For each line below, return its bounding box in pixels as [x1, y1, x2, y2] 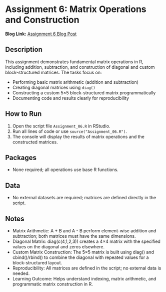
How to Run [5, 109, 42, 118]
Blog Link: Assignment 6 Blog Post [5, 31, 77, 37]
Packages [5, 153, 36, 162]
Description [5, 45, 42, 54]
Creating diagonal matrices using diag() [12, 84, 96, 90]
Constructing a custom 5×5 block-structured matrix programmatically [12, 89, 156, 96]
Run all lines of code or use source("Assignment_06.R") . [12, 128, 127, 134]
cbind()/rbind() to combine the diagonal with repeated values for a [12, 254, 149, 260]
